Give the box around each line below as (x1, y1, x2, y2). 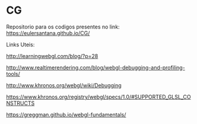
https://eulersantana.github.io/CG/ (6, 29, 90, 36)
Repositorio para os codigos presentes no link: (6, 23, 120, 30)
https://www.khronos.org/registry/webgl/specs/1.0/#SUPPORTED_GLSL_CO (6, 93, 191, 100)
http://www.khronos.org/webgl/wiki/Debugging (6, 81, 122, 89)
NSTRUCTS (6, 99, 35, 107)
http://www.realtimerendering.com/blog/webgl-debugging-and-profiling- (6, 63, 185, 71)
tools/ (6, 70, 21, 77)
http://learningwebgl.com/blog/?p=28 (6, 52, 99, 59)
